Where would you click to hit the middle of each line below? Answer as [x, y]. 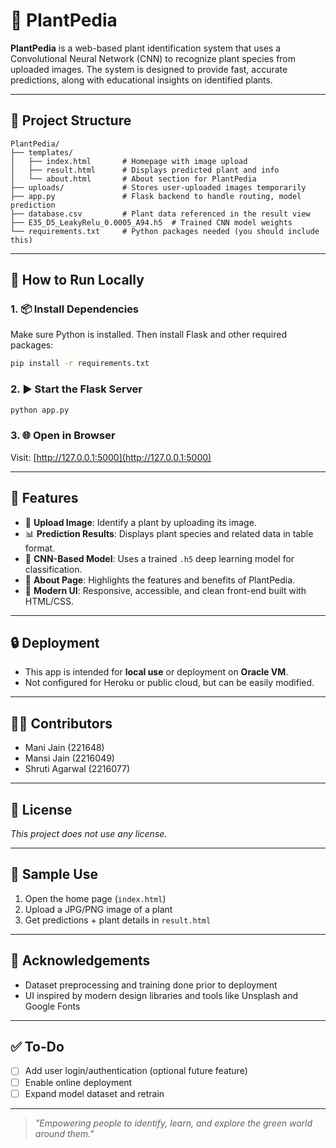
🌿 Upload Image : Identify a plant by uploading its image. [140, 522]
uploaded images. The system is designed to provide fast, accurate [149, 69]
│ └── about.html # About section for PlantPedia [133, 179]
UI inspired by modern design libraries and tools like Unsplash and [161, 995]
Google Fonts [52, 1006]
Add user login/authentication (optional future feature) [136, 1071]
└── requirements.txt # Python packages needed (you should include [165, 231]
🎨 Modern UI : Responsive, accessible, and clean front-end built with [165, 590]
